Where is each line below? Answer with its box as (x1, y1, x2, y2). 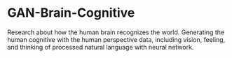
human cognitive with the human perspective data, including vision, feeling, (7, 35, 226, 43)
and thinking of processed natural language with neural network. (7, 43, 194, 51)
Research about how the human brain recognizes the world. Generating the (7, 28, 225, 36)
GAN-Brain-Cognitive (7, 5, 135, 21)
